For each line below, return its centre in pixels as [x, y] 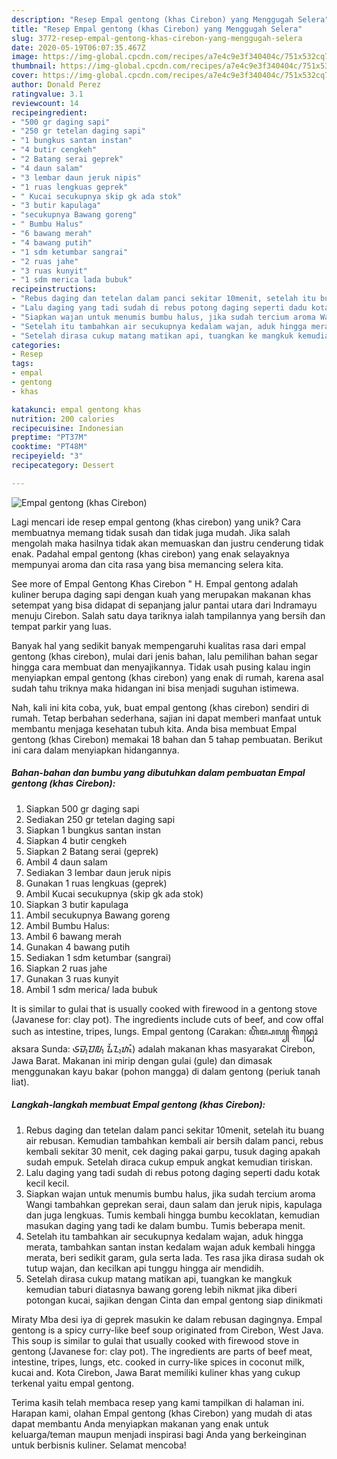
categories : [36, 345]
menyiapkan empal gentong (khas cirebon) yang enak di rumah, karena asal [167, 677]
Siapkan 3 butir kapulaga [77, 904]
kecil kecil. [47, 1183]
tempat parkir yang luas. [61, 626]
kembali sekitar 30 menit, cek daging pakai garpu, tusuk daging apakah [173, 1151]
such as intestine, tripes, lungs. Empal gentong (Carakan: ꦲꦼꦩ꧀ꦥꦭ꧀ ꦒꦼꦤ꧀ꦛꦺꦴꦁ [165, 1031]
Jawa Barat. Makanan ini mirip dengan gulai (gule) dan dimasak [142, 1060]
